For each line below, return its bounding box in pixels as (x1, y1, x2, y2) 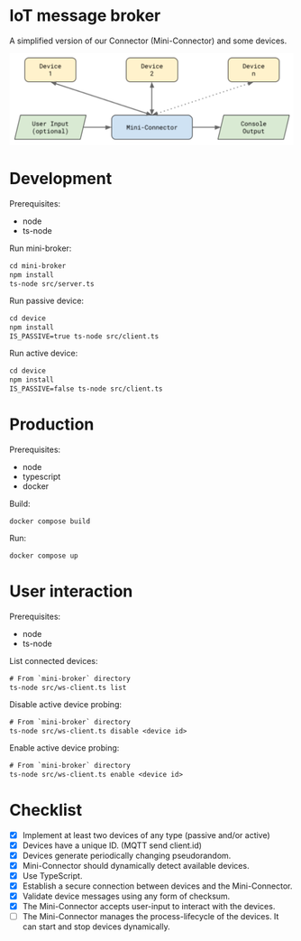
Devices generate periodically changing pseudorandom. (22, 850, 232, 861)
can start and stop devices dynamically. (22, 921, 170, 932)
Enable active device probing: (9, 742, 120, 753)
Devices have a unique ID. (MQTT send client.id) (22, 840, 203, 851)
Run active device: (9, 347, 78, 358)
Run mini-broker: (9, 243, 72, 254)
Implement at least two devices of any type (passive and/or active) (22, 829, 270, 840)
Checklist (9, 799, 83, 820)
